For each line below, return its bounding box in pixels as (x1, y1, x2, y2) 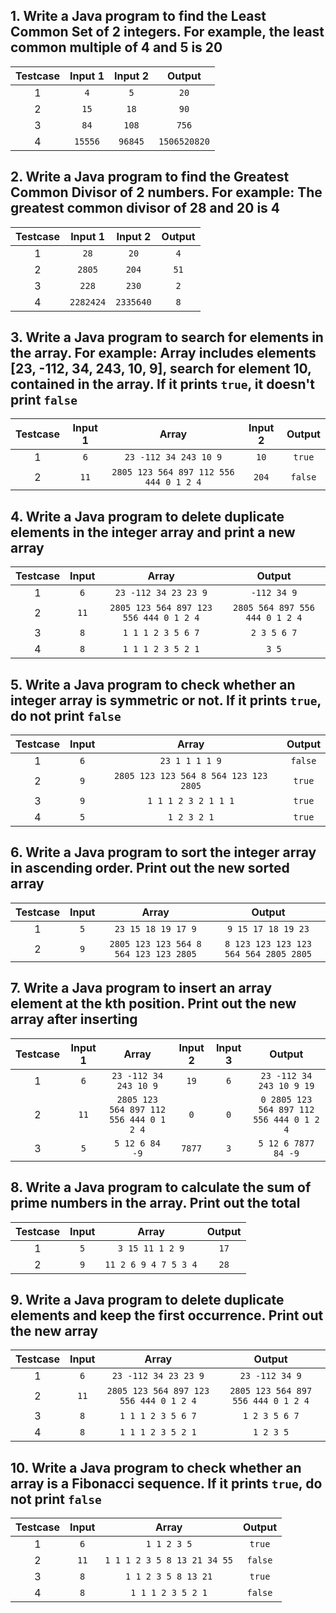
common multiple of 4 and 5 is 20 (10, 39, 223, 56)
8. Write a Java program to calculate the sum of (10, 1179, 312, 1196)
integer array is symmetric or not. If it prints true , (10, 692, 322, 709)
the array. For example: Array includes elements (10, 345, 317, 362)
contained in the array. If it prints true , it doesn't (10, 376, 315, 393)
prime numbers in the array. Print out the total (10, 1195, 301, 1212)
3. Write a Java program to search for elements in (10, 329, 324, 346)
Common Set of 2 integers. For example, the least (10, 24, 325, 41)
